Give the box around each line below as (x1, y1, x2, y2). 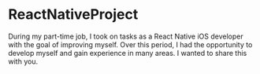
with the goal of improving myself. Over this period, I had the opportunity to (8, 39, 253, 49)
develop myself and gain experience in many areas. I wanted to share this (8, 48, 247, 57)
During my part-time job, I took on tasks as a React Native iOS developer (8, 31, 243, 41)
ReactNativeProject (8, 6, 139, 24)
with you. (8, 57, 38, 66)
